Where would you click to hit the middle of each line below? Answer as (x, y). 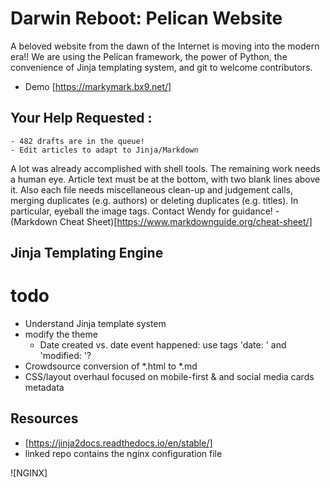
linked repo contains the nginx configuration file (123, 453)
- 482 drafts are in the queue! (77, 141)
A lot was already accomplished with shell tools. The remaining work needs (165, 168)
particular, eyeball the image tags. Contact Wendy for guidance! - (145, 211)
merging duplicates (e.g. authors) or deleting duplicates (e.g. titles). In (154, 200)
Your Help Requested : (81, 118)
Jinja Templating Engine (87, 253)
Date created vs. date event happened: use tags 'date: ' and (163, 345)
